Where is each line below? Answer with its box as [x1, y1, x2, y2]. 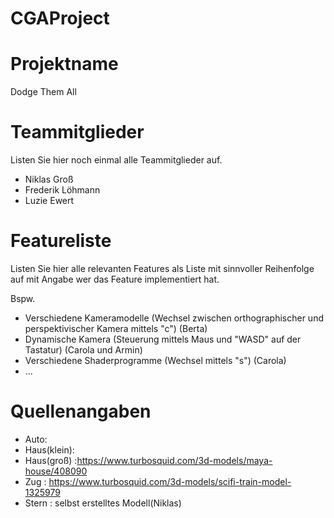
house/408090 [24, 465, 88, 477]
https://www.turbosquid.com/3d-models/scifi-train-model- [48, 475, 292, 487]
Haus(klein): [24, 443, 75, 456]
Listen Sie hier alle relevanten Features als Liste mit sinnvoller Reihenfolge [10, 263, 315, 274]
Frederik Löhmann [24, 184, 101, 196]
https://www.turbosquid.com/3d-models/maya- [76, 454, 273, 466]
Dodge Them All [10, 86, 77, 98]
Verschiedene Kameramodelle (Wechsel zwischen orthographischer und [24, 312, 324, 324]
